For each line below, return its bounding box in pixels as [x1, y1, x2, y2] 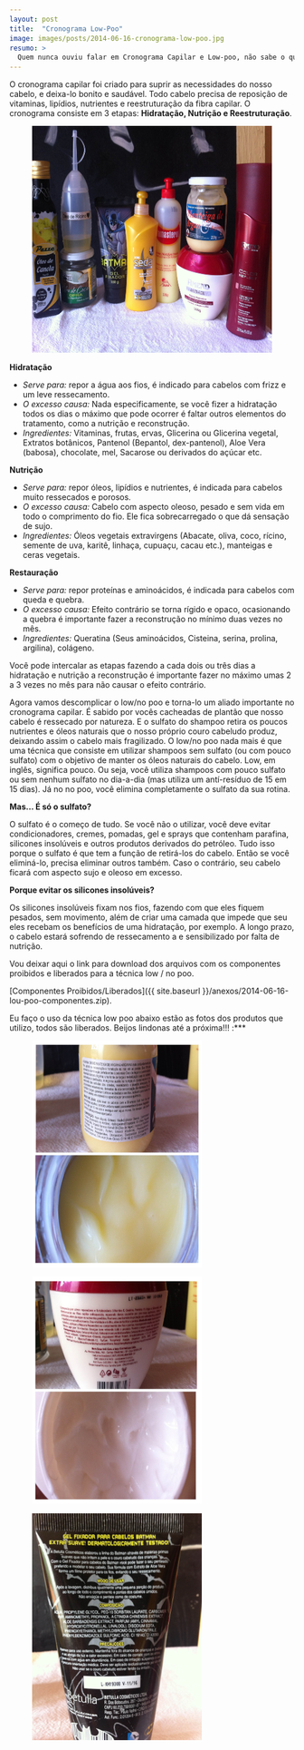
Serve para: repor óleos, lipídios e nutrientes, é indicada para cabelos [22, 482, 283, 494]
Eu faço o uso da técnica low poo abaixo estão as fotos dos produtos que [9, 1012, 283, 1024]
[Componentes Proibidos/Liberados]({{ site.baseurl [9, 985, 201, 997]
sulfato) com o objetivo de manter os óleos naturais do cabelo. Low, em [9, 755, 276, 766]
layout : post [9, 15, 59, 24]
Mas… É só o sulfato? [9, 801, 92, 812]
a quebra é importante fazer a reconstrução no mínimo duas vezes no [22, 613, 283, 625]
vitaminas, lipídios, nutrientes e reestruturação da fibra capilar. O [9, 98, 251, 109]
